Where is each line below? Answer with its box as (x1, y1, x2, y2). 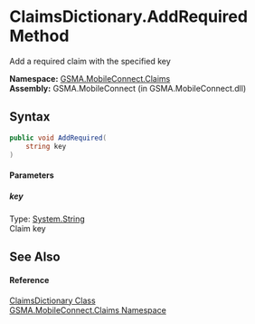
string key (25, 142, 67, 151)
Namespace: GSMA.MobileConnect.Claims (9, 73, 171, 83)
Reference (9, 274, 50, 285)
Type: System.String (9, 213, 86, 224)
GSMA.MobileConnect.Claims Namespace (9, 304, 167, 315)
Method (9, 25, 70, 46)
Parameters (9, 170, 54, 181)
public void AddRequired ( (9, 133, 107, 142)
